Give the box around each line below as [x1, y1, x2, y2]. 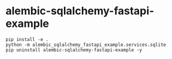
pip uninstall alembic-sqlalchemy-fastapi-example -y [5, 46, 143, 53]
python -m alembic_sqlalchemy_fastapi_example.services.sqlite [5, 42, 167, 48]
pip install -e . [5, 36, 49, 42]
